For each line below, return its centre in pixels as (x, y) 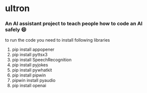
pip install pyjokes (30, 65)
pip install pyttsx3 (30, 55)
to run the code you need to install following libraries (57, 40)
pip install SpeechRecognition (42, 60)
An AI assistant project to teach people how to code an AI (74, 24)
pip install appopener (33, 49)
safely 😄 (16, 30)
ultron (17, 8)
